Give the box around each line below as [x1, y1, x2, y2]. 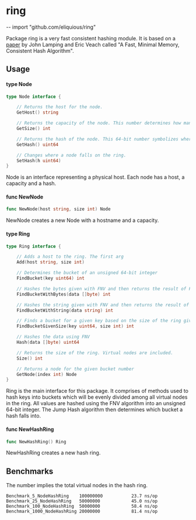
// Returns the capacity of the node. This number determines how [16, 120, 181, 126]
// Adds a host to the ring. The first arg [16, 254, 124, 260]
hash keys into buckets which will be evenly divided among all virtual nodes [6, 394, 188, 401]
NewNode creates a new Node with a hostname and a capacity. [6, 217, 159, 224]
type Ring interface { [6, 243, 61, 249]
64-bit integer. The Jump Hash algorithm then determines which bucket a [6, 406, 183, 413]
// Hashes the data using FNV [16, 334, 90, 340]
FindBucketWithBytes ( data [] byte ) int [16, 291, 111, 297]
